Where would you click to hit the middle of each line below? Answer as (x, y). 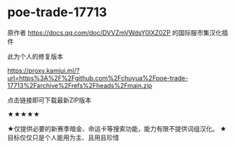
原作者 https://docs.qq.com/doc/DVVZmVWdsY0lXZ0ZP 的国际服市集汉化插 (118, 32)
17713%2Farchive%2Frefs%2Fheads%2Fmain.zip (80, 85)
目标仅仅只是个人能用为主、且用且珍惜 (63, 137)
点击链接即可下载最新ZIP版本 (50, 100)
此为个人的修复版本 (35, 56)
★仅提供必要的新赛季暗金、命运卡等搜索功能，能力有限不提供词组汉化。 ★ (117, 128)
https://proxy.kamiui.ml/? (44, 70)
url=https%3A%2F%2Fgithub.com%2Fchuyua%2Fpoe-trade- (98, 78)
